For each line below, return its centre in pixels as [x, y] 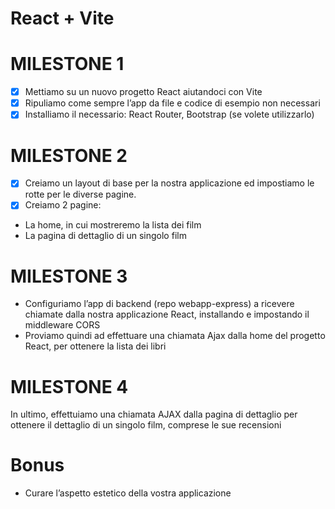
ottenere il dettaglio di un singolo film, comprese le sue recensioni [146, 425]
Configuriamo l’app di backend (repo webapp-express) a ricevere [159, 304]
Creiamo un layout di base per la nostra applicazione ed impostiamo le [169, 183]
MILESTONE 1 [67, 64]
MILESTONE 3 [69, 276]
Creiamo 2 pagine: [63, 205]
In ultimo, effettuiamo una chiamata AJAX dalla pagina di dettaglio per [154, 414]
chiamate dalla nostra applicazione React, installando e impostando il [167, 314]
